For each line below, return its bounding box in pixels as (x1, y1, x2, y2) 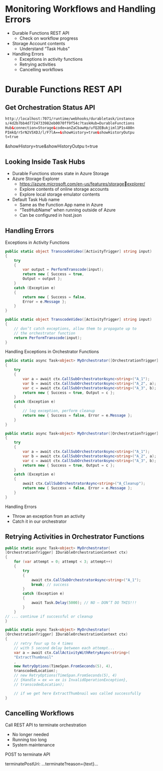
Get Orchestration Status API (5, 103, 95, 111)
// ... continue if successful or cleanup (5, 614, 93, 619)
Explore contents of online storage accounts (19, 186, 109, 192)
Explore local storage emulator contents (19, 191, 100, 197)
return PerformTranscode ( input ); (14, 335, 82, 340)
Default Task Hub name (12, 197, 60, 203)
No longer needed (12, 732, 49, 738)
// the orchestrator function (14, 331, 76, 335)
